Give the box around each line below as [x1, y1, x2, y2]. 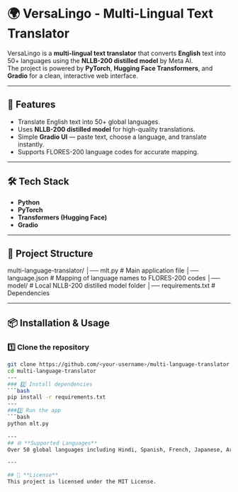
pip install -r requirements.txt [7, 394, 106, 401]
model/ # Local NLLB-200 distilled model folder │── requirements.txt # [7, 281, 216, 290]
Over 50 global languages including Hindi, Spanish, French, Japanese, [7, 446, 223, 453]
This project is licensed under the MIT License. [7, 479, 157, 486]
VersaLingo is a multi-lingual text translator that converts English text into [7, 49, 227, 57]
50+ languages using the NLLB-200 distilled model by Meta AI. [7, 56, 193, 64]
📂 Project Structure [7, 247, 93, 259]
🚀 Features [7, 98, 56, 110]
